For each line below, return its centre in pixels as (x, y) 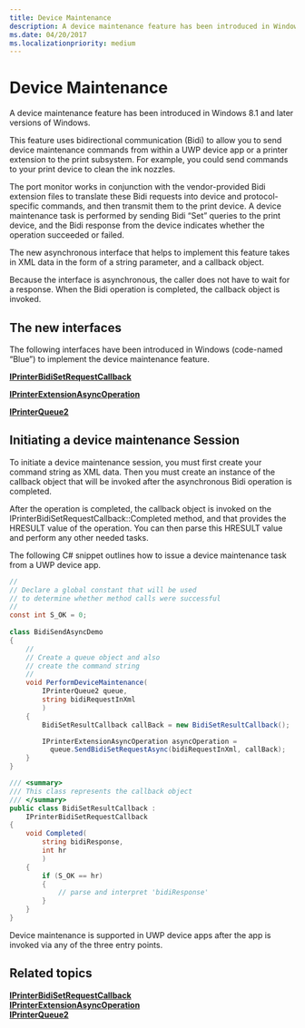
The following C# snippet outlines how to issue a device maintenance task (148, 555)
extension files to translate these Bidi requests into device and (126, 197)
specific (25, 206)
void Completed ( (57, 834)
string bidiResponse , (83, 842)
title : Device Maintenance (60, 18)
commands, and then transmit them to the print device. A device (161, 206)
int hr (54, 851)
